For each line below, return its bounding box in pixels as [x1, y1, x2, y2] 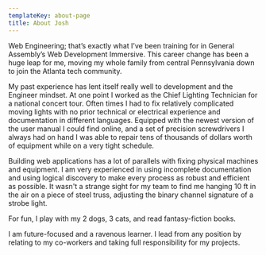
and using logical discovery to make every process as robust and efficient [8, 172, 250, 183]
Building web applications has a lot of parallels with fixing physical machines [8, 156, 259, 165]
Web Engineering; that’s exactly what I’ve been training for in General [8, 41, 234, 50]
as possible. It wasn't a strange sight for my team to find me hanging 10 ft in [8, 181, 256, 191]
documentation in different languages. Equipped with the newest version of [8, 115, 255, 125]
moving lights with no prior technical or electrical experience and [8, 106, 221, 116]
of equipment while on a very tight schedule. [8, 141, 155, 150]
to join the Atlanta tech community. [8, 66, 122, 75]
